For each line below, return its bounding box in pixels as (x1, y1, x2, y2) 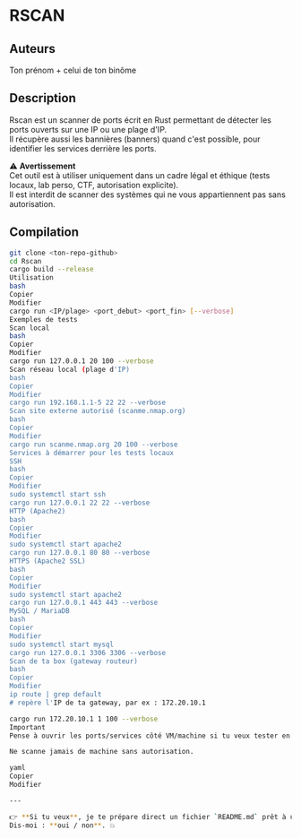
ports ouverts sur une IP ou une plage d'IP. (9, 124, 168, 134)
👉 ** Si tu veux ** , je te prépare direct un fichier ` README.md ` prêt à (9, 812, 287, 821)
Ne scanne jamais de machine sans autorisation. (9, 747, 194, 756)
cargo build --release (9, 265, 94, 274)
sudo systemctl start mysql (9, 640, 115, 649)
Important (9, 722, 47, 731)
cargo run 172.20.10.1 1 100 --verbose (9, 714, 159, 723)
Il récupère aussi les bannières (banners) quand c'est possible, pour (9, 134, 261, 144)
